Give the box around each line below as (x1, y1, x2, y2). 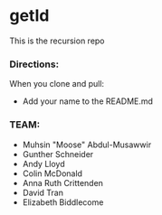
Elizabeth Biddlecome (22, 196, 104, 208)
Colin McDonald (22, 168, 83, 179)
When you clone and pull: (9, 79, 105, 89)
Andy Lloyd (22, 158, 65, 169)
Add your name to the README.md (22, 96, 154, 107)
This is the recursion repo (9, 35, 106, 46)
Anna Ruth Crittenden (22, 177, 104, 188)
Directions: (9, 58, 60, 70)
